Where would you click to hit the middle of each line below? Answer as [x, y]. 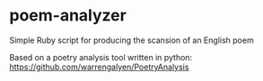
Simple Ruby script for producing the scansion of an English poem [131, 40]
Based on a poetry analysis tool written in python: [101, 57]
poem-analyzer [68, 16]
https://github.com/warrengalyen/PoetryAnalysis [99, 67]
